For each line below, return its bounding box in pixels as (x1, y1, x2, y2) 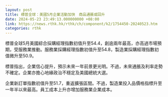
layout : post (5, 7, 32, 12)
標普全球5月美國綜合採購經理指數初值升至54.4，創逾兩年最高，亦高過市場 (5, 40, 157, 46)
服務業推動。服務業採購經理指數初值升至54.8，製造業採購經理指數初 (18, 46, 159, 52)
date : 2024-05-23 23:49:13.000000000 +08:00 (5, 16, 99, 21)
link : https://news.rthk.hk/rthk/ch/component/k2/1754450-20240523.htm (5, 21, 157, 26)
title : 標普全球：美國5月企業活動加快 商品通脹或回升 (5, 12, 105, 17)
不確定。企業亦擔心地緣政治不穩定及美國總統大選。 (5, 69, 110, 75)
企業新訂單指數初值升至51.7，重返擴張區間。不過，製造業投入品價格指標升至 (5, 80, 162, 86)
